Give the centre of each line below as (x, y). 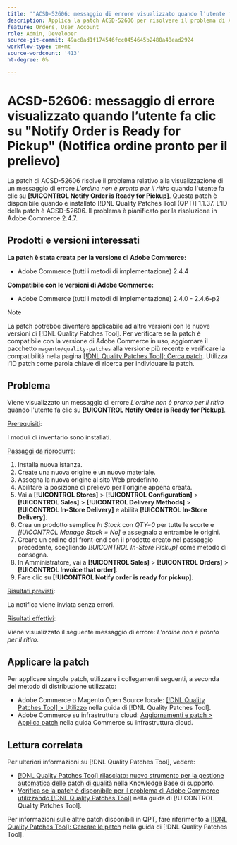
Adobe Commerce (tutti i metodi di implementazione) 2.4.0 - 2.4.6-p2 (119, 298)
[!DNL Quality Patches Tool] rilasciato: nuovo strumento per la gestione (121, 775)
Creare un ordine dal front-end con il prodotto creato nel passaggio (115, 540)
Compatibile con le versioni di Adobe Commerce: (80, 285)
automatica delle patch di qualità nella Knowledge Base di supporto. (116, 783)
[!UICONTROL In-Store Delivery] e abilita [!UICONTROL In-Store (112, 510)
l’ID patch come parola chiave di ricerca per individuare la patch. (101, 363)
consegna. (33, 555)
